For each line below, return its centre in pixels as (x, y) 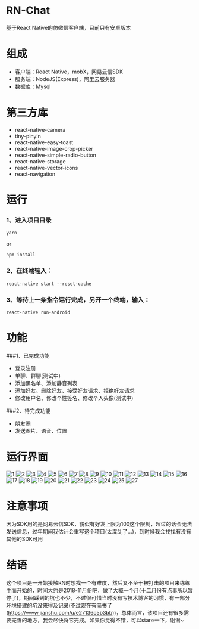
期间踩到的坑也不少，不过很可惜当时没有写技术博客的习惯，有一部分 (107, 597)
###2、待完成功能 (29, 410)
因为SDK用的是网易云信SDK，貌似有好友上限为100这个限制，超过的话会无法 (99, 524)
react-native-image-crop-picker (54, 148)
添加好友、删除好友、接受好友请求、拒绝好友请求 (75, 391)
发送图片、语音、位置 (41, 430)
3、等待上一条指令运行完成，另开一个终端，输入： (78, 300)
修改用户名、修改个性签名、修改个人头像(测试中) (74, 398)
